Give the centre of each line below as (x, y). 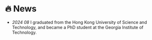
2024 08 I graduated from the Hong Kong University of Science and (79, 22)
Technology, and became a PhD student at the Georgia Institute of (78, 27)
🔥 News (21, 9)
